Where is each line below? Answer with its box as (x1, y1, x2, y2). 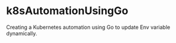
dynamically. (6, 29, 38, 37)
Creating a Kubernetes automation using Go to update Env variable (6, 24, 171, 31)
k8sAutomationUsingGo (6, 4, 128, 18)
